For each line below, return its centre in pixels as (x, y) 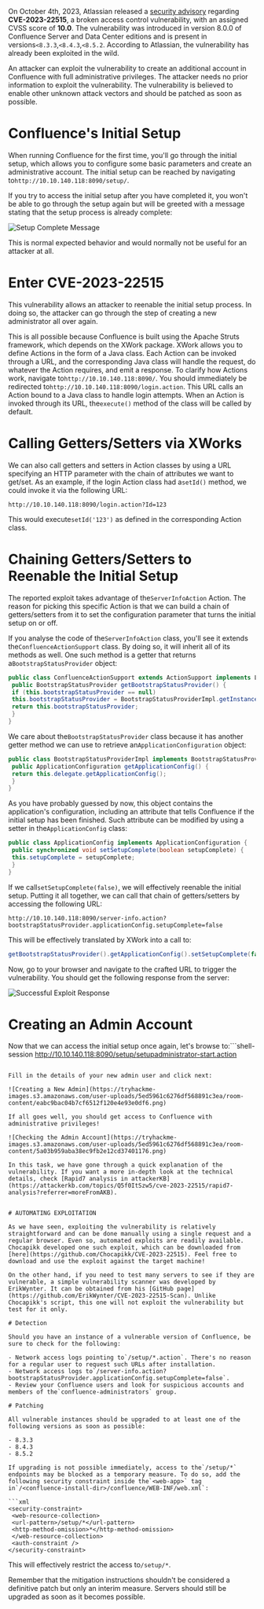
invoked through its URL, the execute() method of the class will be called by (130, 403)
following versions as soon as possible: (77, 1427)
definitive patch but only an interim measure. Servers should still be (117, 1589)
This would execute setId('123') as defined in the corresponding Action (125, 519)
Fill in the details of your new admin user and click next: (110, 1076)
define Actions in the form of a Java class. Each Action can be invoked (123, 353)
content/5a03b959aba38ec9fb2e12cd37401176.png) (88, 1152)
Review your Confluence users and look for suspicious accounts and (130, 1385)
